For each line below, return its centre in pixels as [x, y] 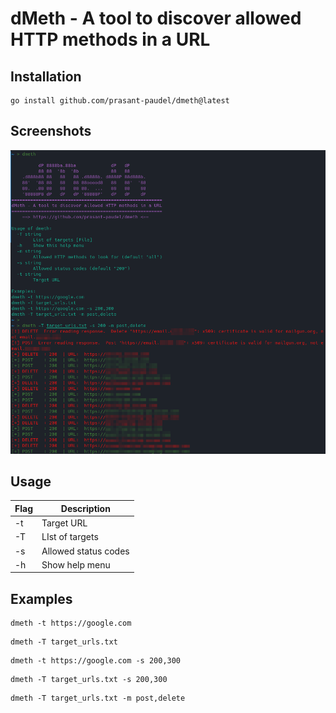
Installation [46, 76]
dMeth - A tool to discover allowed [156, 18]
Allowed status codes [85, 551]
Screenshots [51, 131]
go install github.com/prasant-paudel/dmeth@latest [120, 101]
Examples [41, 598]
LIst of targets [70, 537]
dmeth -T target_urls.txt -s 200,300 [89, 680]
